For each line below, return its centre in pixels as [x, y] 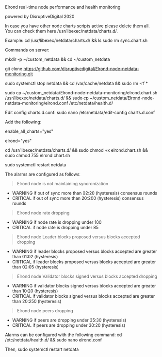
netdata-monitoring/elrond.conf [37, 103]
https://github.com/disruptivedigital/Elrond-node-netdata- [81, 69]
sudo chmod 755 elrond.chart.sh [38, 155]
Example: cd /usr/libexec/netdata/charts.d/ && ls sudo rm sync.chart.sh [76, 40]
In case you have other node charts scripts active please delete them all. [78, 26]
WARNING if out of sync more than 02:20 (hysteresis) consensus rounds [85, 193]
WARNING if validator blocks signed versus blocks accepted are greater [84, 286]
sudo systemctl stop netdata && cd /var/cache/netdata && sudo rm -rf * [77, 83]
